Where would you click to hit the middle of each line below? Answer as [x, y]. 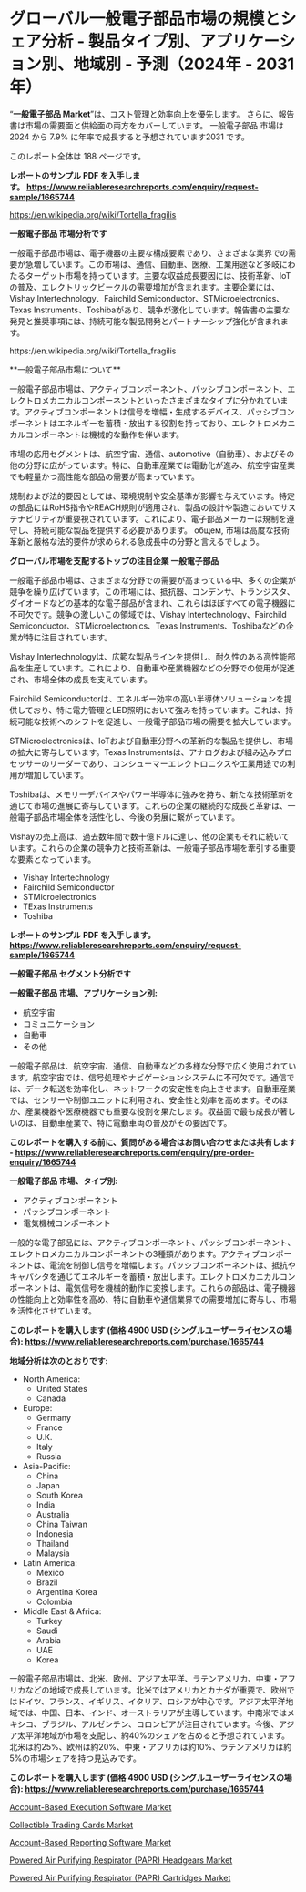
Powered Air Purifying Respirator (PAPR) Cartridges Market [120, 1877]
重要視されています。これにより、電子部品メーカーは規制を [176, 518]
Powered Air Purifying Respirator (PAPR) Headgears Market [121, 1860]
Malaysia [53, 1553]
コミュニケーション [59, 1023]
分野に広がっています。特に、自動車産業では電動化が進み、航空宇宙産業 [160, 465]
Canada [51, 1398]
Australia [53, 1514]
